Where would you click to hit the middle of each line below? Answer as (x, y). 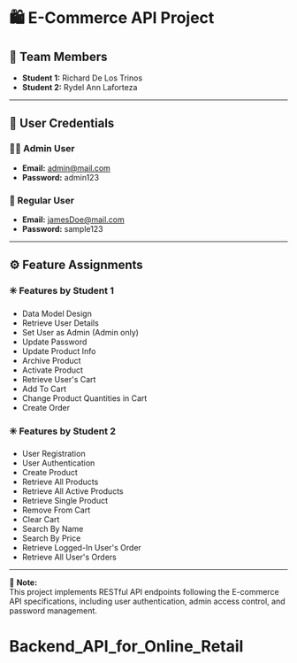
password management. (53, 610)
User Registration (53, 453)
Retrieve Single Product (65, 500)
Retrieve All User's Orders (69, 557)
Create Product (49, 472)
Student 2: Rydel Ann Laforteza (80, 87)
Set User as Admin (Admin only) (80, 332)
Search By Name (53, 528)
